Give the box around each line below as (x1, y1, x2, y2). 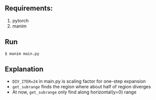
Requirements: (5, 4, 53, 13)
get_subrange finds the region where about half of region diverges (12, 84, 151, 90)
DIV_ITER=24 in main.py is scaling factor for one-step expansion (12, 78, 146, 84)
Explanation (5, 65, 44, 74)
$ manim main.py (5, 51, 39, 56)
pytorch (12, 17, 29, 23)
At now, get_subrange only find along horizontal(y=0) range (12, 89, 137, 95)
